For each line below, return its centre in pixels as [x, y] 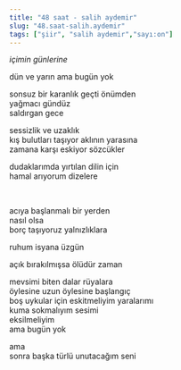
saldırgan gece [37, 114]
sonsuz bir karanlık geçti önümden [73, 94]
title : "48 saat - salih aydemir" [74, 17]
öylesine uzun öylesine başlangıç [70, 291]
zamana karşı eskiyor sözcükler [67, 149]
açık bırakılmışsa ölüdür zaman [66, 265]
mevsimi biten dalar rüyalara [61, 282]
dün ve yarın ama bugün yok [62, 77]
